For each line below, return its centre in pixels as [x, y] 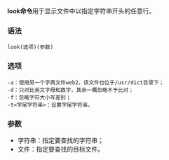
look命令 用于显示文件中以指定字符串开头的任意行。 [81, 11]
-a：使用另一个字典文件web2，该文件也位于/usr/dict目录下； [86, 82]
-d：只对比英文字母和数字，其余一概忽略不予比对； [70, 90]
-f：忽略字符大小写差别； [39, 98]
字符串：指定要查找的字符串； [60, 140]
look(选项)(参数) [31, 47]
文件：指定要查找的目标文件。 [60, 149]
